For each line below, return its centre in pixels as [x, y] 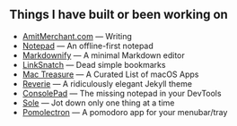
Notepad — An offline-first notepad [88, 46]
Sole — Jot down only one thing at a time [98, 103]
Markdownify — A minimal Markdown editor [104, 55]
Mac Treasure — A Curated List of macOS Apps [110, 74]
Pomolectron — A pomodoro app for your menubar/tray [125, 112]
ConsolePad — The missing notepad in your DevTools [122, 93]
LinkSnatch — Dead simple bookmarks [94, 64]
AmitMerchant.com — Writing [77, 36]
